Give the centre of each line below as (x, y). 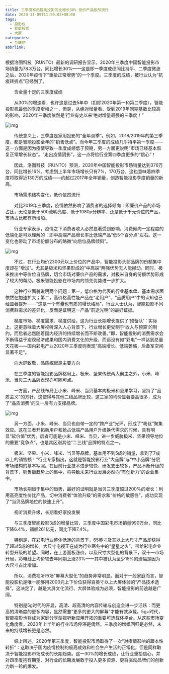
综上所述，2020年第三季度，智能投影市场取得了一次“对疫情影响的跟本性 (89, 641)
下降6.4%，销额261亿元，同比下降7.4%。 (48, 529)
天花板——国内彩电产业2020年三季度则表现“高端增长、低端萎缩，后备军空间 (84, 346)
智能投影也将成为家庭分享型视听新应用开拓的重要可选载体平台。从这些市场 (82, 618)
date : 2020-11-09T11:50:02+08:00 (40, 15)
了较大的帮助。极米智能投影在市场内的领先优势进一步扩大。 (67, 280)
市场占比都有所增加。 (27, 218)
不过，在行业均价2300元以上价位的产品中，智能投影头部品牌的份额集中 (88, 262)
